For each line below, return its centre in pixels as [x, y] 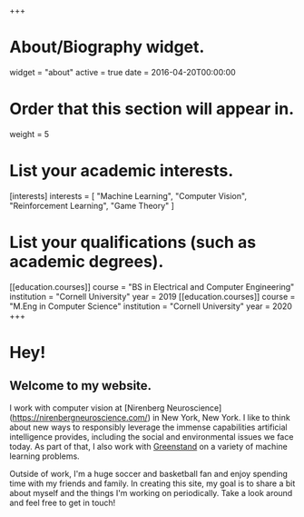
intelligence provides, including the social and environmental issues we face [152, 436]
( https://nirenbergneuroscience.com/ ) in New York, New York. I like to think [150, 417]
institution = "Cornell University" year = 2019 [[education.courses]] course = [152, 296]
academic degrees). [87, 262]
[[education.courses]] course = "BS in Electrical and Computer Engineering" [152, 286]
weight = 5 [29, 134]
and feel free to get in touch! [63, 502]
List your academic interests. [122, 171]
